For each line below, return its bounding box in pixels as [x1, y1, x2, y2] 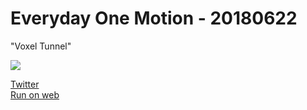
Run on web [10, 88, 60, 101]
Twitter [10, 78, 40, 90]
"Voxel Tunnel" [10, 40, 72, 52]
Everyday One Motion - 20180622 [10, 7, 298, 30]
